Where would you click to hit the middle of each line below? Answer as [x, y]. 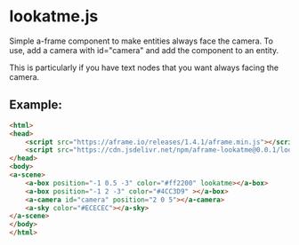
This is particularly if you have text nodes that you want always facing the [144, 67]
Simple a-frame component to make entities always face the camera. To [141, 41]
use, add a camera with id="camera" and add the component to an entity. [144, 50]
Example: [36, 105]
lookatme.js [54, 16]
